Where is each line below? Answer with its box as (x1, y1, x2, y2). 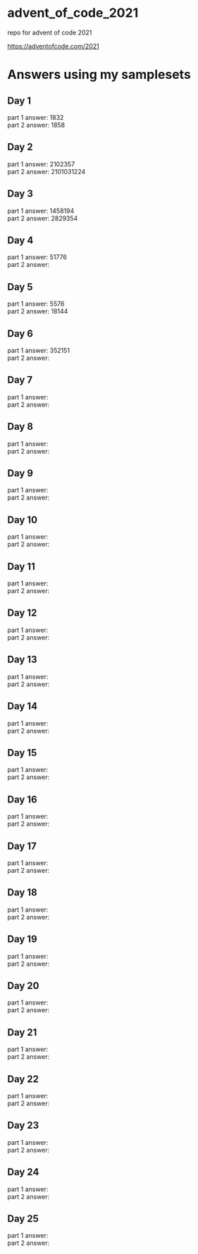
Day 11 (7, 560, 35, 572)
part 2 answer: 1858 (7, 120, 66, 129)
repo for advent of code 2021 (7, 28, 92, 37)
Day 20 (7, 979, 40, 991)
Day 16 (7, 793, 37, 805)
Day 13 (7, 654, 37, 666)
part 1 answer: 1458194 (7, 206, 75, 215)
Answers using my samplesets (7, 67, 192, 82)
